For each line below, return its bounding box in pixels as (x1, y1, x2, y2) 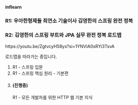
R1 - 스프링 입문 (12, 64, 43, 70)
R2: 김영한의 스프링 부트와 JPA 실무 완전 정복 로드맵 (5, 32, 122, 39)
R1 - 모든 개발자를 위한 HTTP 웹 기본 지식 (12, 95, 93, 101)
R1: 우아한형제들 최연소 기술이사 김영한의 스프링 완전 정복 (5, 17, 133, 24)
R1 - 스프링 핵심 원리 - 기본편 (12, 70, 69, 76)
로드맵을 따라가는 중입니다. (5, 53, 57, 59)
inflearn (5, 4, 22, 10)
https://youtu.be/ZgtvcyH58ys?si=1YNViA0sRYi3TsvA (5, 43, 115, 49)
